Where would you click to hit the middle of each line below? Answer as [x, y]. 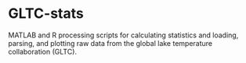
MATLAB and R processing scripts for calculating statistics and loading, [123, 35]
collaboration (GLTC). [42, 51]
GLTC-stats [46, 14]
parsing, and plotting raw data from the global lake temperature [110, 43]
